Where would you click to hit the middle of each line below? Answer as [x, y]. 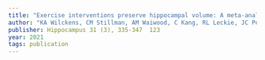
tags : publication [38, 44]
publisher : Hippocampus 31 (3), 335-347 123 [84, 30]
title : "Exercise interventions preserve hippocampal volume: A [116, 15]
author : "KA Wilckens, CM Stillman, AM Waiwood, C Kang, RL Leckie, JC [128, 23]
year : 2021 [26, 37]
